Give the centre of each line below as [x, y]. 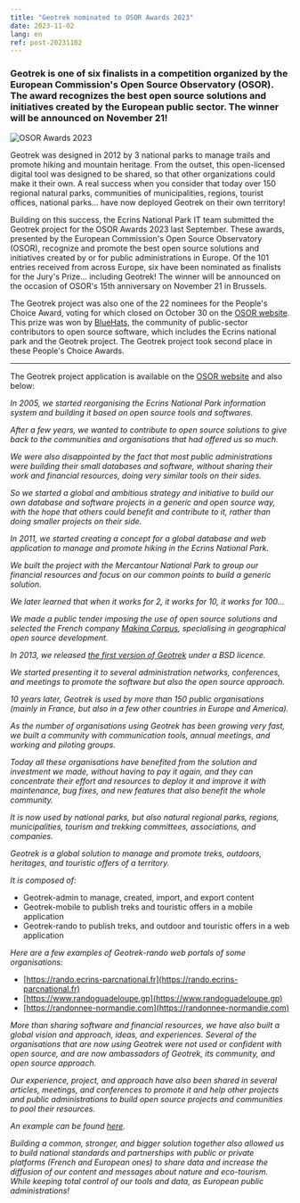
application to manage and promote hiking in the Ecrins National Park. [140, 548]
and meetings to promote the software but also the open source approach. [148, 681]
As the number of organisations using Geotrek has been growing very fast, [148, 725]
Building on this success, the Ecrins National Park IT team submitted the [142, 219]
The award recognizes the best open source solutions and [138, 96]
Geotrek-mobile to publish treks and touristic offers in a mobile [138, 907]
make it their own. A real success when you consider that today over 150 [143, 183]
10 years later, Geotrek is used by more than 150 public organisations [138, 699]
